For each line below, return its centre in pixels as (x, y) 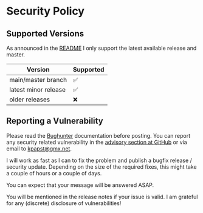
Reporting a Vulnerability (55, 121)
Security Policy (46, 11)
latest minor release (37, 90)
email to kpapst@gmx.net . (39, 148)
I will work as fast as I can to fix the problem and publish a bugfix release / (99, 160)
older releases (30, 100)
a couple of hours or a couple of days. (54, 173)
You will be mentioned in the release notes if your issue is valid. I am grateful (102, 197)
